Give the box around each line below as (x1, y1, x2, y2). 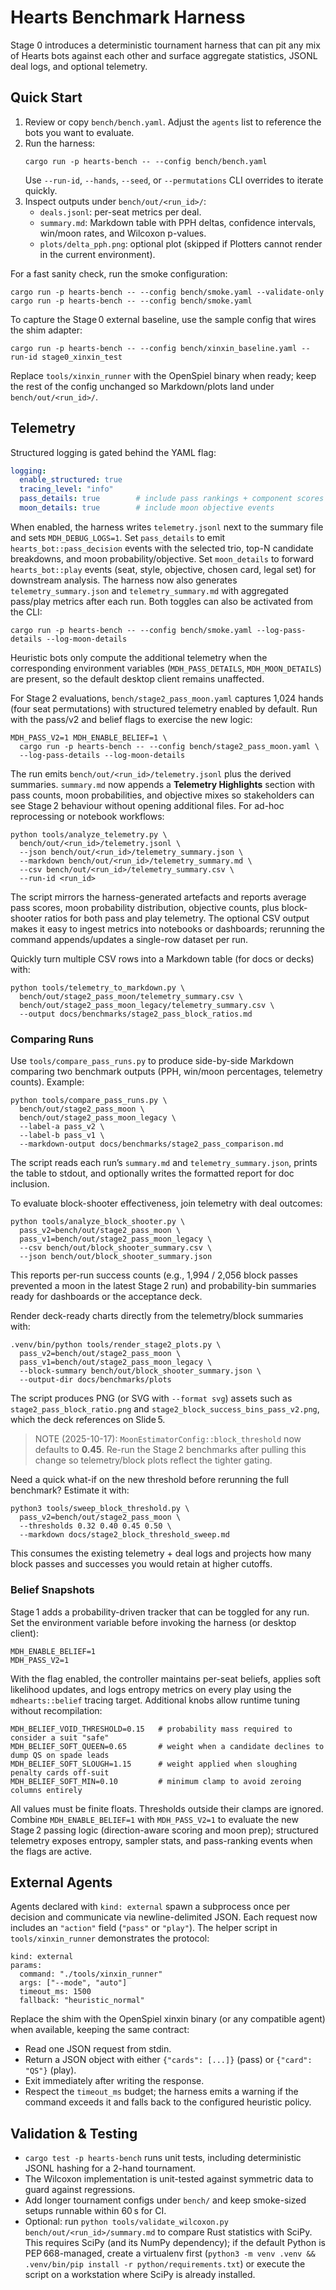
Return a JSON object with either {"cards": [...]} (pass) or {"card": (24, 2054, 313, 2066)
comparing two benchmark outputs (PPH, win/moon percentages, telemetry (10, 1066, 323, 1078)
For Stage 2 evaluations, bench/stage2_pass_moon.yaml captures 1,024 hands (10, 692, 324, 704)
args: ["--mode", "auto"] (19, 1978, 128, 1988)
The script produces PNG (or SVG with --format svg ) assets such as (10, 1392, 293, 1405)
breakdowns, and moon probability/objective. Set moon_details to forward (10, 552, 315, 565)
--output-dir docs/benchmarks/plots (19, 1375, 172, 1385)
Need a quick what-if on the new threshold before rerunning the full (10, 1474, 289, 1486)
